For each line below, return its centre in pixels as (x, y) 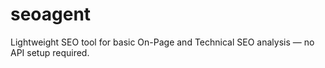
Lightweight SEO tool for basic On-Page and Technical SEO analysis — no (162, 42)
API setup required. (50, 52)
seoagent (51, 14)
